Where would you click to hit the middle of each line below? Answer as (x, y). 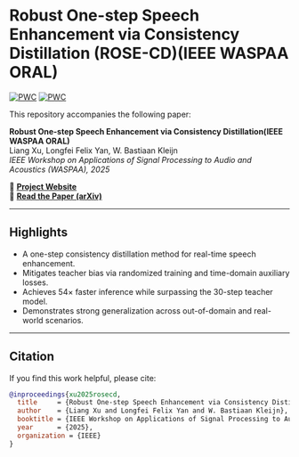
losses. (35, 282)
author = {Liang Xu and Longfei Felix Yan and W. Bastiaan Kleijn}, (153, 411)
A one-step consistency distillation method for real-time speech (139, 254)
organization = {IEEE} (59, 436)
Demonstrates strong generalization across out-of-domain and (137, 310)
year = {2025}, (55, 428)
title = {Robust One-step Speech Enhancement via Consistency (143, 403)
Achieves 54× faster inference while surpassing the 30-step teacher (147, 291)
